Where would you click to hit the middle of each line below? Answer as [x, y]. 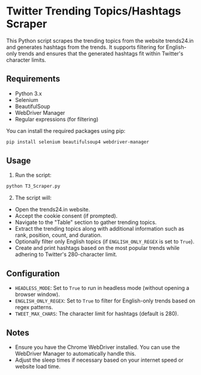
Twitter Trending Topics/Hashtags [94, 11]
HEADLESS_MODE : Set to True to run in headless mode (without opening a [102, 288]
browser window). [37, 295]
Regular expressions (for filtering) [57, 119]
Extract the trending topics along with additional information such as [100, 229]
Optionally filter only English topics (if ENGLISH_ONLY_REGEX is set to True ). [104, 242]
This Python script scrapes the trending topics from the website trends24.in [100, 40]
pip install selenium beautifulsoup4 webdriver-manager [78, 142]
